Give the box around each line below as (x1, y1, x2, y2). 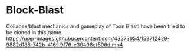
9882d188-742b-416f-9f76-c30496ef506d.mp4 (6, 41, 123, 48)
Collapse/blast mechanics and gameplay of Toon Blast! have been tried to (6, 23, 186, 30)
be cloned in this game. (6, 28, 63, 35)
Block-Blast (6, 3, 64, 17)
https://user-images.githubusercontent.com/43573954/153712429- (6, 35, 170, 42)
